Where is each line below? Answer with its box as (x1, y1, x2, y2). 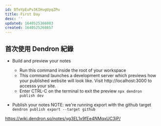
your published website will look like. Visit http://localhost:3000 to (19, 78, 152, 84)
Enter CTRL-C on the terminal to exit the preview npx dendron (19, 88, 142, 94)
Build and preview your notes (12, 58, 71, 63)
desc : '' (5, 16, 23, 21)
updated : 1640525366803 (5, 21, 54, 26)
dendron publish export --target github (12, 107, 96, 112)
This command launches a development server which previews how (19, 72, 157, 78)
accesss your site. (19, 83, 56, 88)
